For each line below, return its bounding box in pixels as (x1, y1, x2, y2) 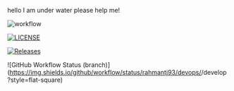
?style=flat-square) (7, 75, 63, 84)
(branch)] (82, 61, 111, 69)
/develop (201, 68, 227, 76)
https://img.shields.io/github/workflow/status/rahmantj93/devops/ (9, 68, 202, 76)
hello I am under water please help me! (7, 6, 121, 14)
